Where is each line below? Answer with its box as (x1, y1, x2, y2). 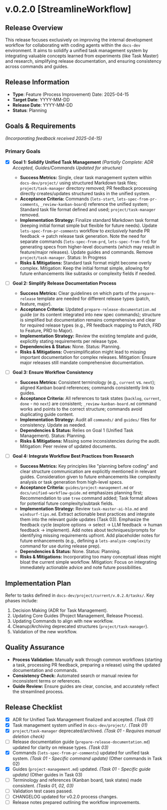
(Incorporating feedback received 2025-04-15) (5, 135, 102, 141)
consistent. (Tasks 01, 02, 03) (12, 783, 74, 789)
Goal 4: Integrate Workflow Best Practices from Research (12, 453, 134, 459)
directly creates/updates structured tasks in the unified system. (19, 190, 151, 196)
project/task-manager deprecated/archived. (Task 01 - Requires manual (12, 728, 161, 734)
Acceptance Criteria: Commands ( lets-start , (19, 196, 116, 202)
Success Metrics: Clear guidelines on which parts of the (19, 290, 137, 297)
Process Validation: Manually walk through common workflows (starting (12, 656, 162, 662)
